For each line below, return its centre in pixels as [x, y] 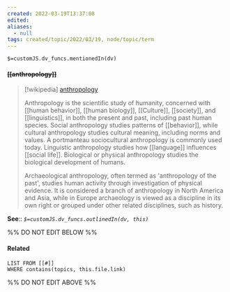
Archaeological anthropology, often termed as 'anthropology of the [120, 176]
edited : [18, 20]
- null [23, 33]
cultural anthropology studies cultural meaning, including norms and [122, 132]
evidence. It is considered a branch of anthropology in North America [124, 191]
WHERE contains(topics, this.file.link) [67, 269]
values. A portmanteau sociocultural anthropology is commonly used [123, 140]
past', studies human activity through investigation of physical [113, 183]
